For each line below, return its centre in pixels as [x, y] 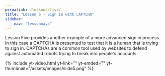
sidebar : [14, 19]
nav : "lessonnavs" [33, 24]
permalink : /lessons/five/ [33, 10]
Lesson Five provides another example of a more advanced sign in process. [83, 38]
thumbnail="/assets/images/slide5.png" [46, 69]
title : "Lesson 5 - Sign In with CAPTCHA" [50, 14]
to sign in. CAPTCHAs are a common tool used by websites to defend [76, 48]
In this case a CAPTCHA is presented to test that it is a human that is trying [82, 43]
